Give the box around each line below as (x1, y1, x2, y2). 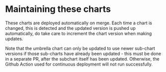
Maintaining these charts (5, 3, 111, 15)
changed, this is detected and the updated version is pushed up (5, 25, 136, 31)
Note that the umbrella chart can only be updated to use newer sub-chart (5, 45, 156, 51)
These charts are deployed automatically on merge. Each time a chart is (5, 20, 153, 26)
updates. (5, 36, 23, 42)
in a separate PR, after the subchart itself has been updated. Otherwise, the (5, 56, 160, 62)
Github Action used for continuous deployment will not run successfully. (5, 61, 153, 67)
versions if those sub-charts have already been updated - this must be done (5, 51, 162, 57)
